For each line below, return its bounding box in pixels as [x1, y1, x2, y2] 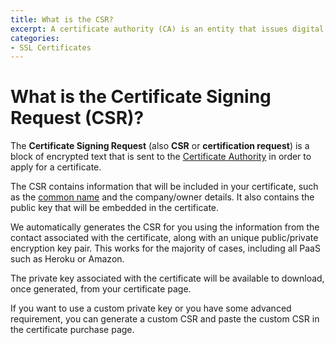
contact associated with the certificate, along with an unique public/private [10, 232, 319, 244]
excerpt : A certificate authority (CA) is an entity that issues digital [10, 24, 325, 34]
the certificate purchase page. [10, 324, 135, 336]
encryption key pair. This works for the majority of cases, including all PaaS [10, 242, 321, 255]
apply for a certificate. [10, 161, 102, 173]
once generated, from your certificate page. [10, 283, 192, 295]
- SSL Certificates [10, 42, 92, 53]
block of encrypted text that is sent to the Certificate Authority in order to [10, 151, 312, 163]
